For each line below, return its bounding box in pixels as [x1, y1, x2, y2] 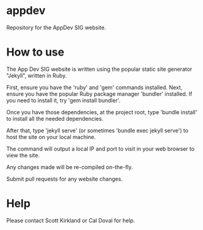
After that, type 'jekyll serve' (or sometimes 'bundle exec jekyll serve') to [6, 126, 189, 134]
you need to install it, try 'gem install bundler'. [6, 96, 121, 104]
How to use [6, 45, 65, 59]
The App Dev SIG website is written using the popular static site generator [6, 65, 193, 73]
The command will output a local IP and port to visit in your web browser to [6, 145, 195, 153]
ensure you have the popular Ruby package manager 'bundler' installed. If [6, 90, 193, 98]
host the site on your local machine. [6, 133, 96, 140]
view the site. [6, 151, 40, 159]
